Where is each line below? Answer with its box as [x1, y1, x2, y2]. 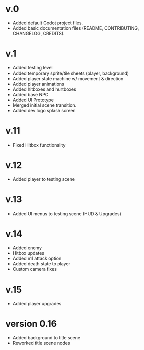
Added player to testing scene [12, 176, 75, 182]
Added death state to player [12, 260, 70, 267]
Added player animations [12, 81, 64, 87]
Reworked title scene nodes [12, 340, 70, 346]
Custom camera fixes [12, 266, 57, 272]
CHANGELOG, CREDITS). [12, 30, 65, 36]
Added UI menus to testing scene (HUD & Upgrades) [12, 210, 122, 217]
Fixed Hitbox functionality [12, 142, 66, 148]
